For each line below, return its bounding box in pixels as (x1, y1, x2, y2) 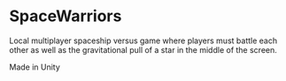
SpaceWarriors (9, 6, 122, 26)
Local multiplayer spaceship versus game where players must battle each (9, 35, 277, 46)
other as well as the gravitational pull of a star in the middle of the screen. (9, 44, 277, 55)
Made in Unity (9, 62, 60, 72)
